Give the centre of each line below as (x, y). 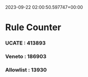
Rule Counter (33, 27)
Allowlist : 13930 (26, 69)
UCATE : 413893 (26, 43)
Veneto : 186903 (26, 56)
